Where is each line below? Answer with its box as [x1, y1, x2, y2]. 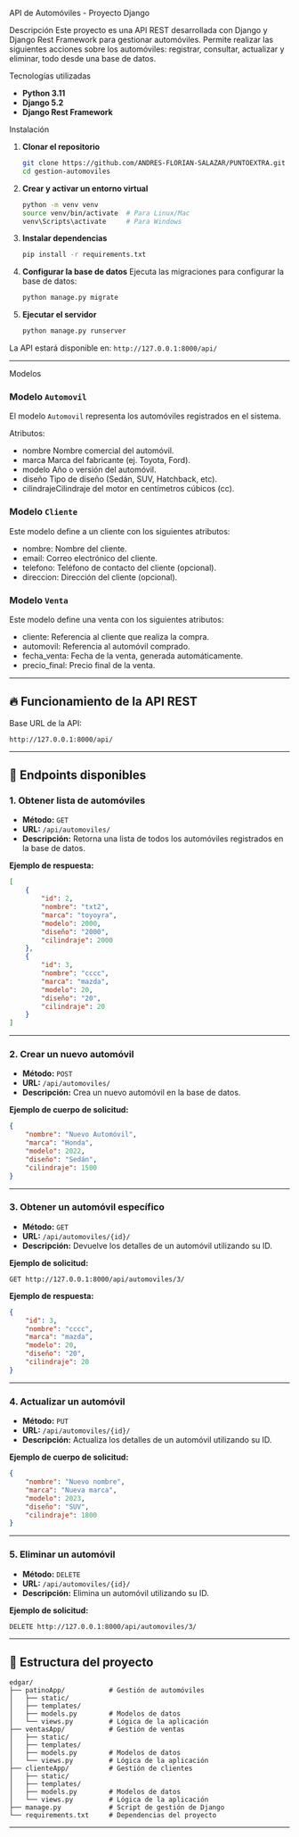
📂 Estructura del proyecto [9, 1654, 154, 1669]
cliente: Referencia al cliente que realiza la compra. [21, 631, 210, 641]
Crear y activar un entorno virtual [21, 183, 149, 194]
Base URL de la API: [9, 717, 83, 728]
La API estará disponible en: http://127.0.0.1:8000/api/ [9, 343, 218, 353]
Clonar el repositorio [21, 142, 101, 152]
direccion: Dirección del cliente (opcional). [21, 571, 178, 583]
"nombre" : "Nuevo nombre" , [25, 1477, 125, 1486]
